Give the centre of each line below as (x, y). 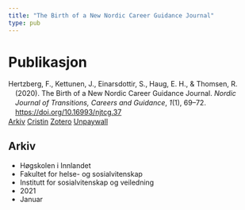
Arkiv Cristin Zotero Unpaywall (58, 121)
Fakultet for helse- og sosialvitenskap (81, 174)
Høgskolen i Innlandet (55, 165)
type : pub (25, 23)
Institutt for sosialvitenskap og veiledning (87, 182)
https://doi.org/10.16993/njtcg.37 (69, 113)
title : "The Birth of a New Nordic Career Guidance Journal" (111, 15)
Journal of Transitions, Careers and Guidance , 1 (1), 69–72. (111, 103)
